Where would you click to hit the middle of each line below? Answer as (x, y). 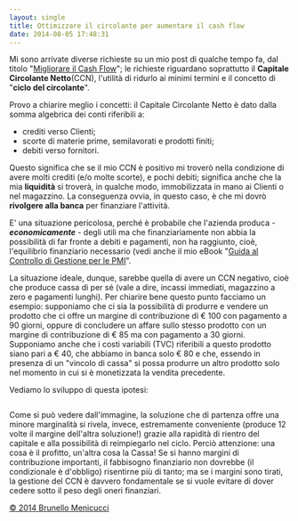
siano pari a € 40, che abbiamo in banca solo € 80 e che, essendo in (135, 354)
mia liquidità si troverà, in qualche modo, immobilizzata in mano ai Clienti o (147, 187)
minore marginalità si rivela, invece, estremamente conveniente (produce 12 (148, 425)
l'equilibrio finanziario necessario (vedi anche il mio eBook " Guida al (134, 251)
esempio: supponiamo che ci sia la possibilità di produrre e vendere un (139, 306)
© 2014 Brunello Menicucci (59, 508)
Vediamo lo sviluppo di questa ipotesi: (79, 390)
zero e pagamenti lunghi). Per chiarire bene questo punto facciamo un (138, 297)
